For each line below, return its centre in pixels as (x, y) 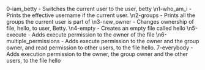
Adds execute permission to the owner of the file (93, 35)
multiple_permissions (33, 41)
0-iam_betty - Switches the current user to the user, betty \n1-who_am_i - (99, 9)
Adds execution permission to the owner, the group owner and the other (97, 54)
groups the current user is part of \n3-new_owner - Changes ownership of (100, 22)
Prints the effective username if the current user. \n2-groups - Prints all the (101, 15)
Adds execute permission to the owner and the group (132, 41)
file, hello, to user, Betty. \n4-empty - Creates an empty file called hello (96, 28)
